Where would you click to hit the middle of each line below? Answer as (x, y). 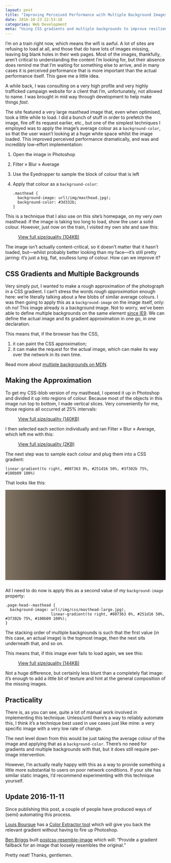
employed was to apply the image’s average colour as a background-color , (83, 129)
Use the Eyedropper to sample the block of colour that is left (76, 174)
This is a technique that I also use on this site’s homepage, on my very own (84, 216)
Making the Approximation (48, 380)
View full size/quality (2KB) (46, 444)
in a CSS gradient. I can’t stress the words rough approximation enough (80, 291)
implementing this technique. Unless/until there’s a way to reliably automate (84, 718)
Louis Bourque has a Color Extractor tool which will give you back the (78, 824)
